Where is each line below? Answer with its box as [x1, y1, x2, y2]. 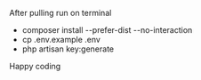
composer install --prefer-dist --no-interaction [21, 25, 193, 35]
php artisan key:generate [21, 44, 115, 54]
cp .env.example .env [21, 35, 100, 44]
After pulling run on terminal [9, 8, 112, 18]
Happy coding [9, 61, 61, 71]
